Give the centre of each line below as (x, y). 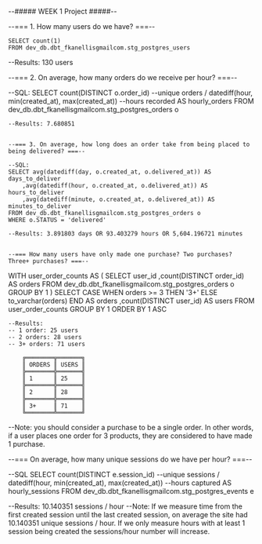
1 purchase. (27, 444)
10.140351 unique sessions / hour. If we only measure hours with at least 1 (127, 523)
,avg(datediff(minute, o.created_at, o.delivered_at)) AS (118, 199)
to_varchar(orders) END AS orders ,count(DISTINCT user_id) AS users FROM (131, 301)
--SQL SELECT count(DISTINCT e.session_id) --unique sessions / (114, 475)
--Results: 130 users (41, 62)
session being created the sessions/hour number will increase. (109, 531)
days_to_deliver (34, 179)
